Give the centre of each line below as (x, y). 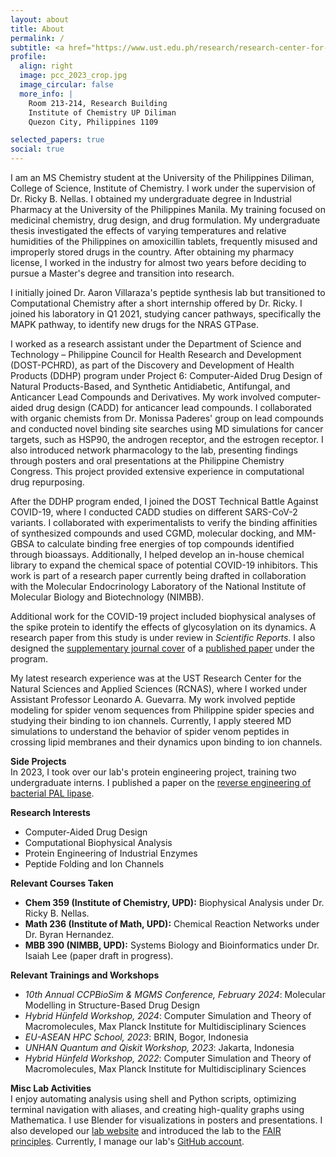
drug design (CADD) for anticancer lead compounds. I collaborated (173, 407)
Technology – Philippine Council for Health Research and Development (156, 354)
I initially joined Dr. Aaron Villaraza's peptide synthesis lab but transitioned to (168, 292)
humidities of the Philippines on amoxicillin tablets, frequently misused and (164, 241)
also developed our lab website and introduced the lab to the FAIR (146, 1130)
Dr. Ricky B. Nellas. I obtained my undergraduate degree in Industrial (151, 199)
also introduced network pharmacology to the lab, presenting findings (154, 450)
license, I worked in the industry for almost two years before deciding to (158, 262)
